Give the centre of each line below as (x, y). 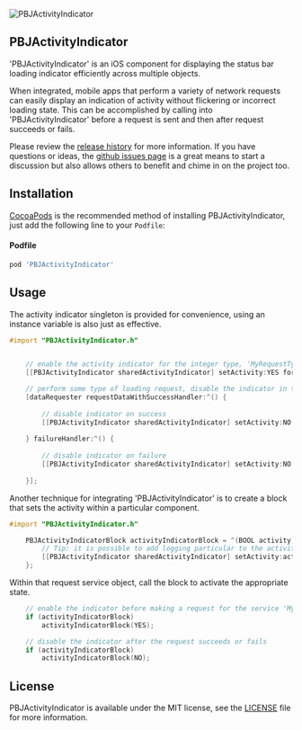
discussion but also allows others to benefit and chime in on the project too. (150, 165)
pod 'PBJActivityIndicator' (62, 264)
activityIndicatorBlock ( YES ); (98, 625)
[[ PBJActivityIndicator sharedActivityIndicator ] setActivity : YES (152, 373)
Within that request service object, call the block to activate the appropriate (149, 583)
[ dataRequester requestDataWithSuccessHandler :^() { (126, 397)
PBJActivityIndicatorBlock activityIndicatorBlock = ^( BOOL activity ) (160, 540)
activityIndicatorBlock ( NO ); (96, 658)
